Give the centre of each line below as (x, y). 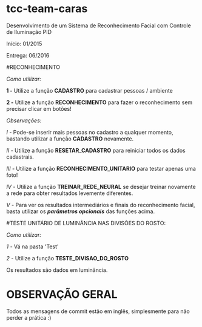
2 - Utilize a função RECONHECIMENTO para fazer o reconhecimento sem (99, 102)
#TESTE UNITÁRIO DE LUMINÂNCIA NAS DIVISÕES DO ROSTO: (86, 223)
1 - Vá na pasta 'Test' (32, 246)
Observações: (24, 121)
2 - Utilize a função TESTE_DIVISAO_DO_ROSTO (68, 258)
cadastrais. (20, 157)
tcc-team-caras (47, 9)
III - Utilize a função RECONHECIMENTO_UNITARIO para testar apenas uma (101, 168)
